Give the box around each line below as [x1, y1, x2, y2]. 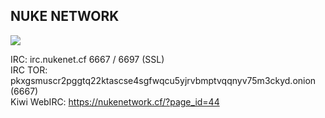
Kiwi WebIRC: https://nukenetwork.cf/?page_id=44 [10, 95, 220, 108]
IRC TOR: [10, 64, 48, 76]
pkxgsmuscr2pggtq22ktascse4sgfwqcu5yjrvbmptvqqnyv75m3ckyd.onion [10, 74, 317, 86]
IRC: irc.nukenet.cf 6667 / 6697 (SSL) [10, 53, 165, 65]
